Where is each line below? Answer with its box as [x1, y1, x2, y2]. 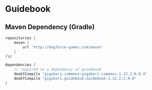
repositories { [5, 36, 36, 40]
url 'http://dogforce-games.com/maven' [22, 45, 104, 50]
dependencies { [5, 62, 36, 68]
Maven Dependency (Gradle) [5, 23, 95, 31]
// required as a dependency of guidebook [14, 67, 102, 72]
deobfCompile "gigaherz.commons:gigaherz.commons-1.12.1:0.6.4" [14, 72, 148, 76]
